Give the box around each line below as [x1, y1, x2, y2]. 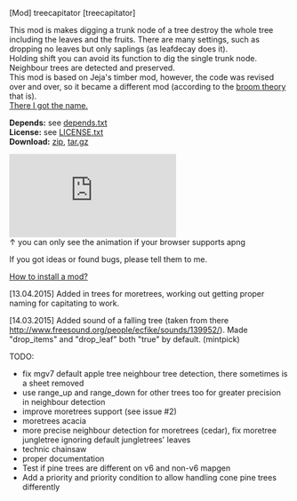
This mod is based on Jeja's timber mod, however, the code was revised [9, 72, 275, 83]
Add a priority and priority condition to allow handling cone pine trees [21, 473, 277, 482]
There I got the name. [9, 100, 89, 110]
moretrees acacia [21, 416, 87, 425]
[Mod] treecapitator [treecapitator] [9, 8, 136, 18]
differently [21, 481, 60, 492]
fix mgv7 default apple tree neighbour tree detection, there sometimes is [21, 369, 288, 378]
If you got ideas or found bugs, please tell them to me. [9, 254, 208, 265]
